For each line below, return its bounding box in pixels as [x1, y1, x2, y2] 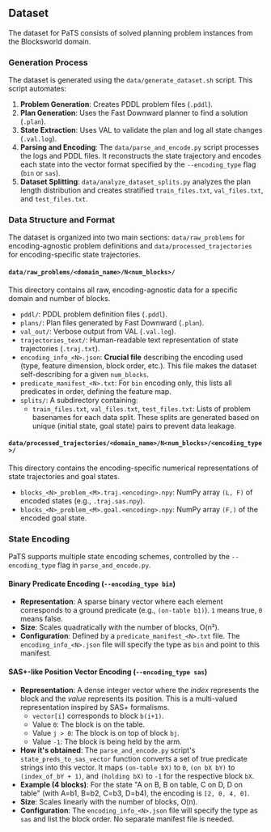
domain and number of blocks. [8, 293, 111, 303]
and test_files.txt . [19, 194, 88, 204]
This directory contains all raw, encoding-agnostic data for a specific [8, 285, 239, 295]
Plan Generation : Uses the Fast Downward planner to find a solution [19, 108, 248, 118]
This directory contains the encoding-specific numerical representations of [8, 463, 259, 473]
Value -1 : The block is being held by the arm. [32, 736, 182, 746]
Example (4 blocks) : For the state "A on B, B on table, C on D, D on [19, 779, 243, 789]
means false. [19, 614, 63, 624]
